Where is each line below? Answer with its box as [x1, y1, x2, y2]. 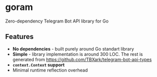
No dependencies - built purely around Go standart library [12, 45, 134, 51]
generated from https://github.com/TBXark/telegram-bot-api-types [12, 56, 152, 62]
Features [5, 32, 34, 41]
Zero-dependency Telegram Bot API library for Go [5, 18, 109, 24]
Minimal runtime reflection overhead [12, 67, 88, 73]
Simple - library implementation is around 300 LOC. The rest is [12, 51, 143, 57]
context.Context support [12, 61, 65, 67]
